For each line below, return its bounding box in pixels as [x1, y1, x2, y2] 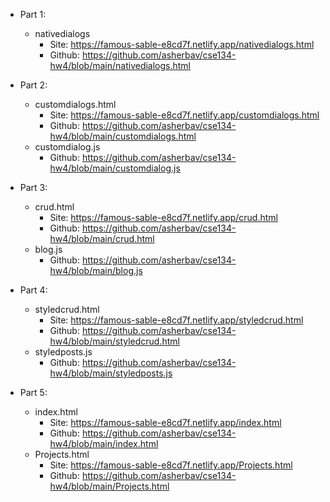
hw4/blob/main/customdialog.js [49, 162, 181, 174]
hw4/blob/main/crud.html [49, 233, 155, 244]
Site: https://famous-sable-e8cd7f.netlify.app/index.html [49, 417, 282, 428]
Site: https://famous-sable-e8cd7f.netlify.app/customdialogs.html [49, 109, 320, 121]
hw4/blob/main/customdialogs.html [49, 130, 197, 142]
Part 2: [19, 79, 48, 91]
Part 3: [19, 182, 48, 193]
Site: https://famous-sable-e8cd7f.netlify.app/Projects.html [49, 459, 293, 471]
